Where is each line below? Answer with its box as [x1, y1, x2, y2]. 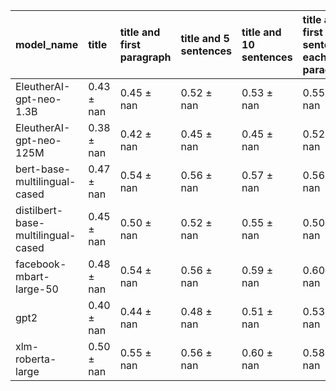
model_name [15, 38, 79, 51]
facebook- [15, 257, 67, 271]
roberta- [15, 352, 57, 366]
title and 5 [180, 32, 230, 45]
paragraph [119, 50, 172, 64]
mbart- [15, 270, 50, 283]
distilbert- [15, 204, 64, 217]
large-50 [15, 282, 59, 296]
